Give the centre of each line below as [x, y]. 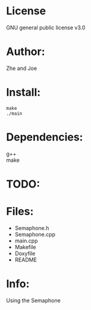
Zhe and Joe [22, 68]
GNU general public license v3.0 [46, 27]
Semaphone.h [32, 228]
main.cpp [26, 241]
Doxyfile [25, 253]
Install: [23, 92]
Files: [20, 212]
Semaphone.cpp [35, 234]
